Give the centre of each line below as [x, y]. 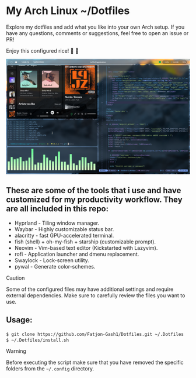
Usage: [20, 320]
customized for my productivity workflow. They [94, 200]
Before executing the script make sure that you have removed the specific [95, 362]
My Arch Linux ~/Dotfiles [68, 11]
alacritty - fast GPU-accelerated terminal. [64, 235]
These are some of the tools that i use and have [94, 190]
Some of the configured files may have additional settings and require [90, 289]
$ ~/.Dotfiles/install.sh [37, 340]
